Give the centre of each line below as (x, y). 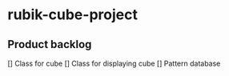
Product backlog (50, 44)
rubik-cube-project (72, 15)
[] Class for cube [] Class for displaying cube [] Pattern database (114, 63)
